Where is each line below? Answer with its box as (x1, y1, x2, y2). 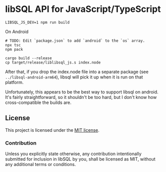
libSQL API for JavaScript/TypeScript (5, 3, 161, 15)
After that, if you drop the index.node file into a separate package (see (5, 69, 149, 75)
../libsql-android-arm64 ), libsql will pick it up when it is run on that (5, 74, 143, 80)
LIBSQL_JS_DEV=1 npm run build (5, 20, 70, 25)
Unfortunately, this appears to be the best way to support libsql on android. (5, 88, 159, 95)
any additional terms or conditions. (5, 162, 76, 168)
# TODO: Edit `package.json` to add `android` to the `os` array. (5, 38, 145, 43)
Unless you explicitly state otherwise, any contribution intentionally (5, 151, 142, 157)
